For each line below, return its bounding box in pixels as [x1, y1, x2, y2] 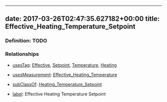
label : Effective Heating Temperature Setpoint [12, 91, 106, 97]
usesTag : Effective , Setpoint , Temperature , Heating [12, 62, 117, 68]
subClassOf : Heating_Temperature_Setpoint [12, 81, 102, 87]
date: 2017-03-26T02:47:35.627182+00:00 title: [5, 14, 160, 23]
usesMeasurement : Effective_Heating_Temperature [12, 72, 117, 78]
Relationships [5, 51, 39, 58]
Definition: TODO [5, 37, 47, 44]
